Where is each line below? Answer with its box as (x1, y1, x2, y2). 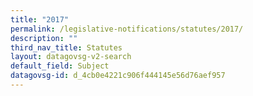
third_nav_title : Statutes (10, 42, 123, 53)
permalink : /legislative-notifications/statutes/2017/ (10, 24, 244, 34)
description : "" (10, 33, 78, 43)
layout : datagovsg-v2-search (10, 52, 132, 62)
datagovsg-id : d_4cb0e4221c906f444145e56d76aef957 (10, 71, 226, 81)
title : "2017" (10, 14, 70, 25)
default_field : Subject (10, 61, 110, 71)
